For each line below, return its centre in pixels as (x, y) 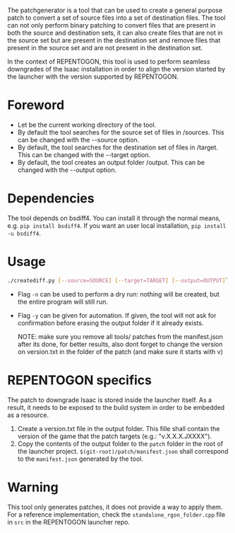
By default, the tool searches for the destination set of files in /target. (118, 147)
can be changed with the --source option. (78, 139)
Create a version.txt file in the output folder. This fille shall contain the (119, 428)
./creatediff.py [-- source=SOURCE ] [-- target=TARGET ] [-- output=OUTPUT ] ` (118, 280)
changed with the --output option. (67, 170)
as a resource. (28, 415)
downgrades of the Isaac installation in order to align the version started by (116, 69)
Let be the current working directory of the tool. (87, 125)
